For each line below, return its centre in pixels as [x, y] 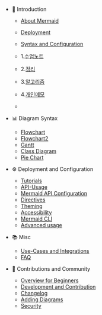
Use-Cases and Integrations [55, 251]
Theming [31, 206]
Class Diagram [39, 151]
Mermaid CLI [36, 219]
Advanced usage [41, 225]
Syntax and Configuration [52, 44]
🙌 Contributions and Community [51, 269]
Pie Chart [32, 157]
